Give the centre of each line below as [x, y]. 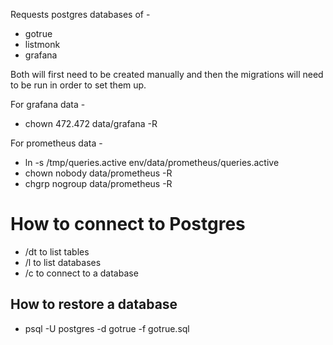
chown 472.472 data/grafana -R [91, 123]
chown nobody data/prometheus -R [98, 173]
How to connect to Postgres [128, 224]
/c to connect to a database [81, 273]
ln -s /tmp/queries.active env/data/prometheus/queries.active [152, 162]
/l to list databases [63, 262]
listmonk [42, 44]
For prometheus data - [56, 143]
